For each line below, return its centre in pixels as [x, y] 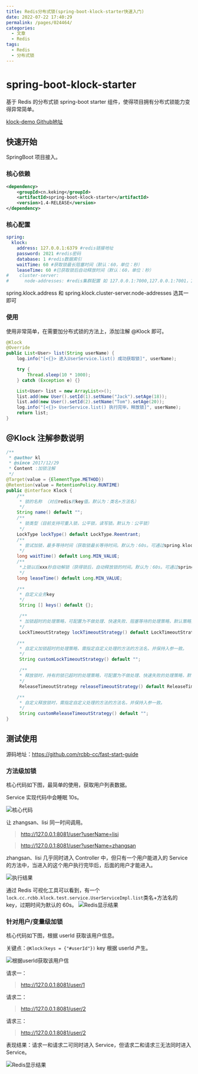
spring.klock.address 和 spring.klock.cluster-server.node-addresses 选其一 [97, 293]
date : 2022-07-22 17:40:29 [39, 17]
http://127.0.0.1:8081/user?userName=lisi [70, 834]
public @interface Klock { [39, 490]
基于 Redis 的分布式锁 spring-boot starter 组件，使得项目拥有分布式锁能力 [96, 101]
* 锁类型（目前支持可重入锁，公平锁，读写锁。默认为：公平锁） [85, 523]
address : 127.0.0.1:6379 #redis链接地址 [65, 248]
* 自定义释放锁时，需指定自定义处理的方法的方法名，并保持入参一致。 [92, 703]
